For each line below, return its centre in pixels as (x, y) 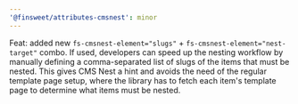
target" (24, 53)
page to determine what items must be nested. (95, 90)
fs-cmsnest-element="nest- (236, 44)
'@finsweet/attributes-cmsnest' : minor (83, 17)
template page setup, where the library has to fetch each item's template (143, 80)
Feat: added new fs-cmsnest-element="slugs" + (97, 43)
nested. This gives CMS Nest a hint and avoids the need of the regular (138, 71)
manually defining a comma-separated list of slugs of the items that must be (149, 61)
